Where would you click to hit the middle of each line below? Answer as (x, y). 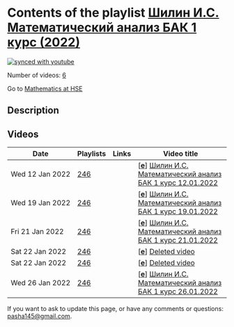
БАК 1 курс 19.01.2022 (178, 212)
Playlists (92, 154)
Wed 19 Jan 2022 (41, 203)
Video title (181, 154)
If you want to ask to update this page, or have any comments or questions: (116, 309)
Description (33, 110)
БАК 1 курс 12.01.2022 (178, 183)
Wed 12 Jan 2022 (41, 174)
